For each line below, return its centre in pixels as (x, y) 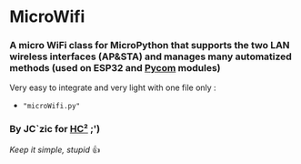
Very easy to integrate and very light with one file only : (113, 87)
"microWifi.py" (51, 107)
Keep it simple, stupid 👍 (55, 149)
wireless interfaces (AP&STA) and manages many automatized (151, 56)
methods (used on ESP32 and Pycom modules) (115, 68)
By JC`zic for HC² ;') (55, 129)
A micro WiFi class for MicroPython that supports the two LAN (150, 46)
